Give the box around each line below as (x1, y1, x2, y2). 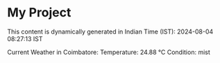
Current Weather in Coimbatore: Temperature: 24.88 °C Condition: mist (7, 48, 210, 56)
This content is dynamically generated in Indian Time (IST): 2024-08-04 (7, 27, 214, 36)
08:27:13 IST (7, 34, 43, 42)
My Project (7, 5, 71, 21)
